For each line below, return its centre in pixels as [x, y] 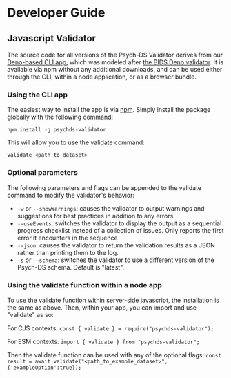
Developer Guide [56, 13]
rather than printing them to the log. [68, 252]
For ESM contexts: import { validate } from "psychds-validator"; [103, 341]
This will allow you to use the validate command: [76, 142]
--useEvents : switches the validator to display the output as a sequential [119, 223]
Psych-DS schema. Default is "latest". [71, 267]
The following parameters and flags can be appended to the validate [104, 187]
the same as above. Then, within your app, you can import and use [102, 307]
